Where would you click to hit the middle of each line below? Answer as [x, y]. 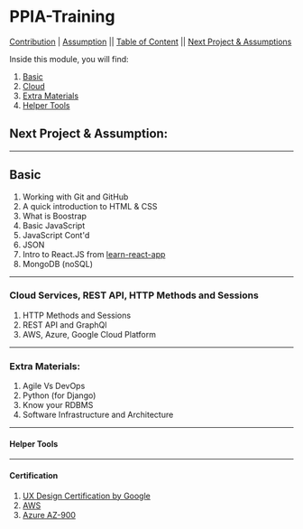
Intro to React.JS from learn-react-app [94, 254]
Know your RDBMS [58, 405]
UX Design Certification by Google [87, 496]
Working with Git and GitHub [75, 197]
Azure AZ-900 [49, 515]
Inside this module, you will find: [69, 59]
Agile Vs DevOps [54, 386]
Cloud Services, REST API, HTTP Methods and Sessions [134, 295]
